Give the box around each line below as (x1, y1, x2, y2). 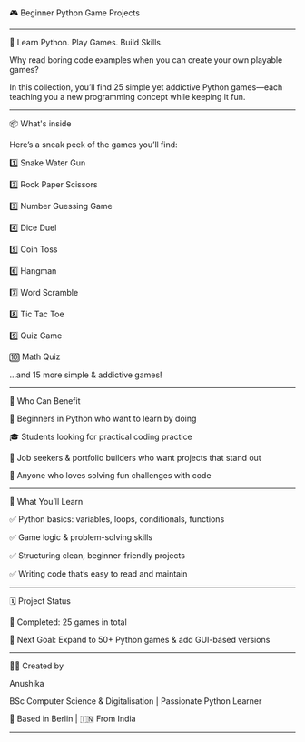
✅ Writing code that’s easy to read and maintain (9, 568, 188, 579)
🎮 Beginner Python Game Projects (9, 7, 141, 18)
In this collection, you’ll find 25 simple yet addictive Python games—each (9, 82, 283, 93)
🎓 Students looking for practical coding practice (9, 431, 192, 442)
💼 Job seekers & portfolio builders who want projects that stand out (9, 453, 261, 463)
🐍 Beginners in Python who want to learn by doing (9, 413, 197, 424)
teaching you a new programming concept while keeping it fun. (9, 92, 246, 102)
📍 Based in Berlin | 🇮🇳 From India (9, 713, 136, 724)
